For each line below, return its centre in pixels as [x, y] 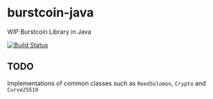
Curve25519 [23, 90]
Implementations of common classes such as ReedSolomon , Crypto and [106, 83]
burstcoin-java [51, 13]
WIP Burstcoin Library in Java [49, 32]
